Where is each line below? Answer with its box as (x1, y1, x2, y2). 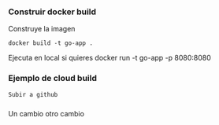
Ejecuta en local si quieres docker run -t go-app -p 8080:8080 (8, 53, 211, 63)
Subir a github (8, 90, 58, 98)
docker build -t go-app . (8, 39, 93, 47)
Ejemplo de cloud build (8, 73, 97, 84)
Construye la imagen (8, 24, 76, 34)
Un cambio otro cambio (8, 108, 85, 118)
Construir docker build (8, 6, 97, 17)
